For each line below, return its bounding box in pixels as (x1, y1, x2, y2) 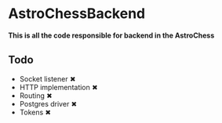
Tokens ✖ (19, 107, 51, 117)
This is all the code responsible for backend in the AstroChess (8, 31, 215, 40)
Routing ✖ (19, 91, 53, 100)
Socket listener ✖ (19, 74, 76, 83)
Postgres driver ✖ (19, 99, 78, 108)
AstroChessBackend (8, 5, 146, 23)
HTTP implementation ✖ (19, 82, 98, 92)
